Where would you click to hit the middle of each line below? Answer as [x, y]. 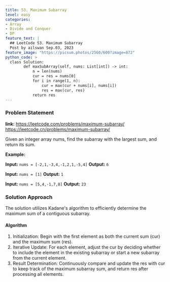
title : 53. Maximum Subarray [36, 10]
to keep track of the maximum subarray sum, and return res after [80, 269]
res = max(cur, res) [63, 90]
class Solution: [27, 62]
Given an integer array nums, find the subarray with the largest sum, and [81, 139]
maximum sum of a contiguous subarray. [48, 213]
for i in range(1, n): [56, 81]
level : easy [18, 15]
